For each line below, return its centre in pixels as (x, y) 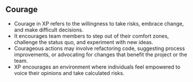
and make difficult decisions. (49, 30)
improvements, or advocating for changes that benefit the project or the (101, 54)
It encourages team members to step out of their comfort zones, (91, 36)
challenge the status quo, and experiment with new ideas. (83, 42)
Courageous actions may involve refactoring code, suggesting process (99, 48)
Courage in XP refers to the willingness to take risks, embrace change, (99, 23)
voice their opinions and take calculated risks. (69, 73)
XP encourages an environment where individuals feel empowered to (97, 67)
